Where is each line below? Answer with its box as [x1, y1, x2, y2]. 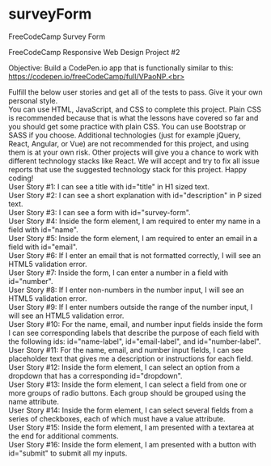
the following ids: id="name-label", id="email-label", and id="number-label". [8, 337, 261, 346]
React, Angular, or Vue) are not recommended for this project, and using [8, 138, 249, 148]
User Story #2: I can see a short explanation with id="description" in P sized [8, 190, 262, 200]
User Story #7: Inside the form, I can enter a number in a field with [8, 268, 229, 277]
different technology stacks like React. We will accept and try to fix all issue [8, 155, 260, 166]
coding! [8, 173, 34, 183]
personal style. [8, 95, 58, 105]
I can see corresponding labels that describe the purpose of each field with [8, 328, 260, 337]
